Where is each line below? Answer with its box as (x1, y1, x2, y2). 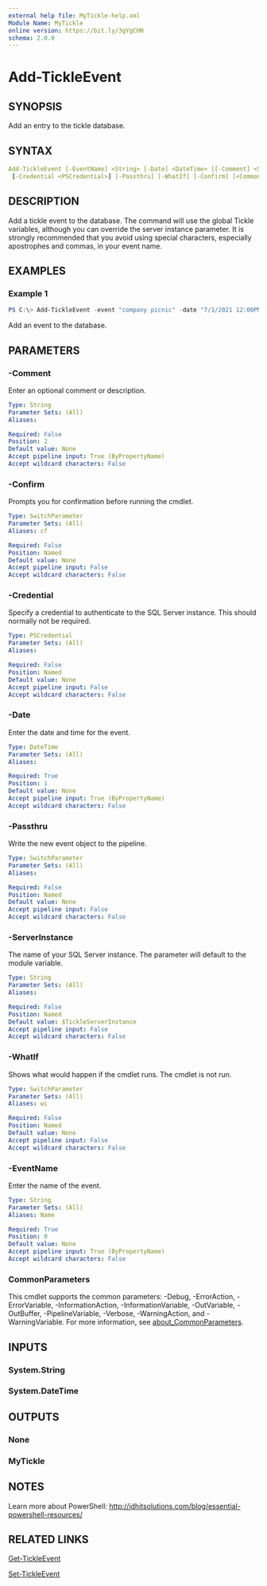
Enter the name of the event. (8, 1181, 102, 1190)
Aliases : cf (8, 527, 48, 535)
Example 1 (8, 288, 48, 299)
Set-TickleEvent (8, 1569, 60, 1579)
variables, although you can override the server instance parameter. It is (8, 224, 245, 233)
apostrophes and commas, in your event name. (8, 241, 163, 251)
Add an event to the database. (8, 320, 107, 331)
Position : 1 (8, 780, 48, 788)
